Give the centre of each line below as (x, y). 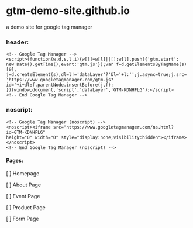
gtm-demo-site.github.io (68, 11)
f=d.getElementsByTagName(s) (151, 65)
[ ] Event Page (23, 196)
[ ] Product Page (26, 207)
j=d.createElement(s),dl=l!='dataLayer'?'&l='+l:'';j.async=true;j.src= (96, 75)
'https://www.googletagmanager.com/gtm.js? (60, 80)
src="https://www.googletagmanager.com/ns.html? (113, 127)
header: (18, 42)
